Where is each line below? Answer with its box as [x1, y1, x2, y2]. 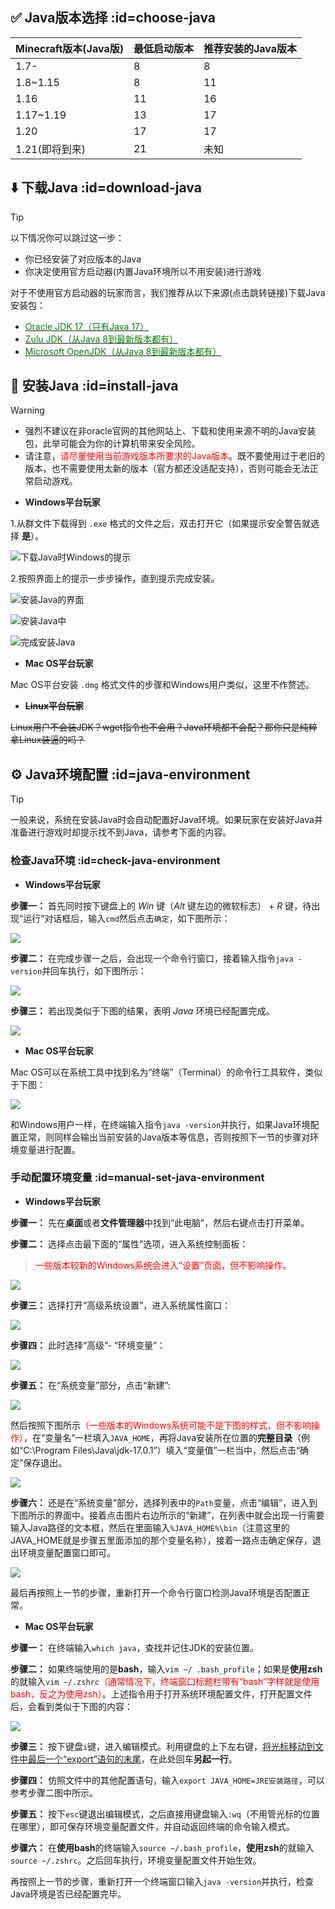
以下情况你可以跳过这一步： [10, 231, 125, 243]
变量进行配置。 [18, 1143, 81, 1155]
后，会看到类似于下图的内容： [10, 1700, 133, 1712]
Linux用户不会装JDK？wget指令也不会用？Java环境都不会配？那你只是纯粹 [10, 721, 318, 733]
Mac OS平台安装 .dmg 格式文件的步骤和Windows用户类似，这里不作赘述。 [10, 679, 315, 691]
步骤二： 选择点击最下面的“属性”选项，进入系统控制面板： [10, 1238, 249, 1250]
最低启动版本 [133, 41, 194, 55]
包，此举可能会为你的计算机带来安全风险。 [24, 438, 201, 450]
